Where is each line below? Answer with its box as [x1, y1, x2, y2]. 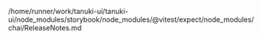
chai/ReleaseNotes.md [8, 23, 82, 32]
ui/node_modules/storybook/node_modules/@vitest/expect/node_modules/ [8, 15, 254, 24]
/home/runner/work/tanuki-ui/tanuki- [8, 7, 129, 16]
